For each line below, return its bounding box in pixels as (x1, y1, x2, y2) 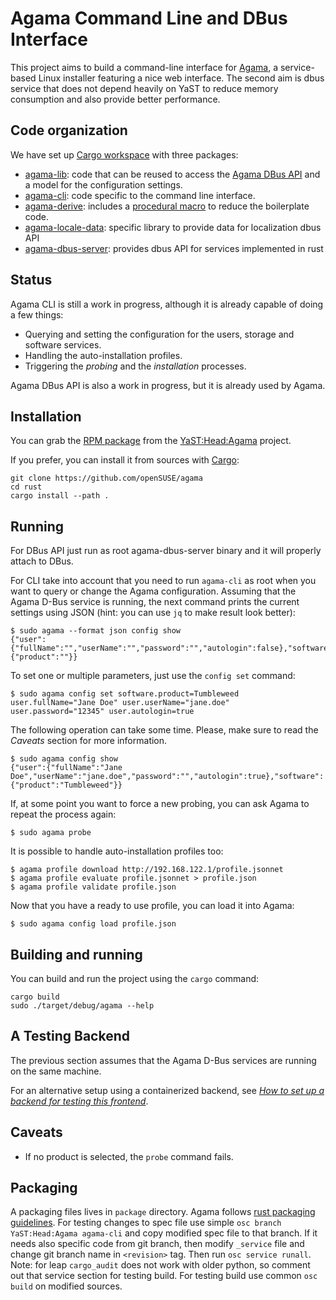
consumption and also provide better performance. (10, 93, 221, 105)
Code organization (10, 122, 128, 139)
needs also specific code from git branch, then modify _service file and (10, 1238, 305, 1250)
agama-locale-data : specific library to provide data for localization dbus (24, 221, 322, 233)
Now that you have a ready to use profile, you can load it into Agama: (10, 900, 295, 912)
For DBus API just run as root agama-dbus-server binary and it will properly (10, 545, 322, 557)
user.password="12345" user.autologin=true (10, 707, 195, 717)
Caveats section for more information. (10, 735, 168, 747)
